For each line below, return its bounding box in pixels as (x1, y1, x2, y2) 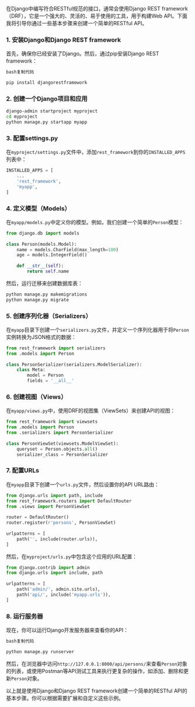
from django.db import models (6, 230, 80, 236)
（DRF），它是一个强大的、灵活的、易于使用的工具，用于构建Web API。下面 (6, 12, 188, 19)
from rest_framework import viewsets (6, 419, 98, 425)
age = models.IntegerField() (16, 252, 88, 258)
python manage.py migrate (6, 297, 69, 303)
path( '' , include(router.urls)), (16, 536, 98, 542)
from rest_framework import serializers (6, 345, 106, 351)
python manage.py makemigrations (6, 291, 88, 297)
